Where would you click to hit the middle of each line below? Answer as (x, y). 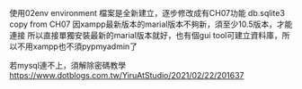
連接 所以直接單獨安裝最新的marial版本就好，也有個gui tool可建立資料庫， (146, 35)
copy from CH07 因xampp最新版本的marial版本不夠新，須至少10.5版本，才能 (151, 24)
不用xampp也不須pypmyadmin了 (77, 46)
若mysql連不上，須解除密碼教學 (68, 65)
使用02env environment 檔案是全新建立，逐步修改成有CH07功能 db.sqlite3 (147, 13)
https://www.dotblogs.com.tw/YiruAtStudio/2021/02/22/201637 (127, 75)
